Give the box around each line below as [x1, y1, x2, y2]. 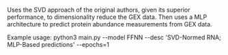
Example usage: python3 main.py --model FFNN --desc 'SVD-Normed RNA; [7, 33, 222, 41]
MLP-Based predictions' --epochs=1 [7, 41, 109, 48]
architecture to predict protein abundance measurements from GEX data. [7, 20, 213, 28]
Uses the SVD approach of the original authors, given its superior [7, 6, 190, 14]
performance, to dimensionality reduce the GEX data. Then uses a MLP [7, 13, 208, 21]
